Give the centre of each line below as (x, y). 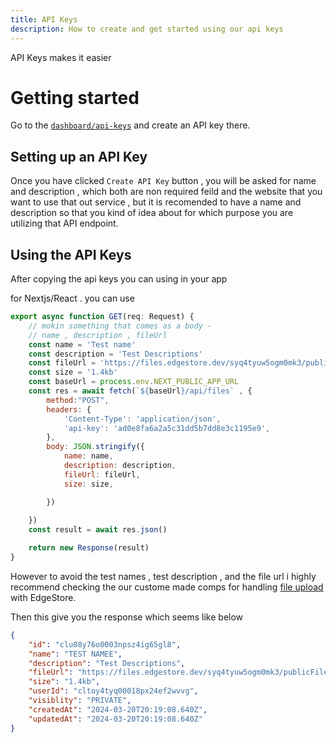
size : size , (88, 484)
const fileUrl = (62, 363)
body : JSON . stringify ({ (95, 447)
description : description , (120, 466)
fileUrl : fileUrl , (102, 474)
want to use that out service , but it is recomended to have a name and (156, 202)
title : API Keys (44, 19)
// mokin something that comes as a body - (120, 326)
